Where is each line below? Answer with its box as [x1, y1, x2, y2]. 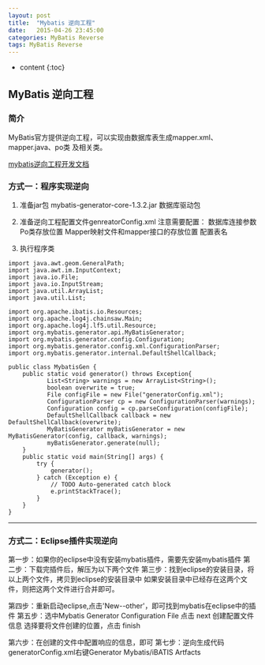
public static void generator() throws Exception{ [22, 370, 192, 378]
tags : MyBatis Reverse [8, 41, 83, 49]
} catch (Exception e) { [36, 474, 118, 482]
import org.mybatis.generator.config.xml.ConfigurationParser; [8, 343, 221, 351]
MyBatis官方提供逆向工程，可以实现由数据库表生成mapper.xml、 [8, 132, 218, 142]
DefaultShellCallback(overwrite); [8, 419, 122, 426]
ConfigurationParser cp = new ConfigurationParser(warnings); [47, 398, 256, 406]
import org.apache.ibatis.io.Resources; [8, 308, 144, 316]
